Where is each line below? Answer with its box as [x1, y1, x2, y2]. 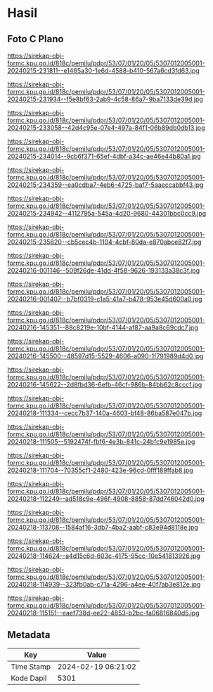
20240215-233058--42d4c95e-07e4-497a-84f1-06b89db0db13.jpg [7, 124, 205, 131]
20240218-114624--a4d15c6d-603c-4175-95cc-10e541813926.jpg [7, 551, 200, 560]
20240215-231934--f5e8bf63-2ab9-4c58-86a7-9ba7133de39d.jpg [7, 95, 204, 103]
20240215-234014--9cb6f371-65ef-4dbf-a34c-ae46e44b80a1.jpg [7, 152, 201, 160]
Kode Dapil [11, 673, 47, 683]
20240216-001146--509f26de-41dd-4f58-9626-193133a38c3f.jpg [7, 266, 200, 275]
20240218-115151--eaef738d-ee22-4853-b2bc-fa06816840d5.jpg [7, 609, 200, 617]
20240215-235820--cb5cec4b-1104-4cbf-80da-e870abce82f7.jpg [7, 237, 202, 246]
